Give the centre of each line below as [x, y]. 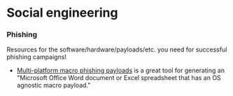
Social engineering [62, 13]
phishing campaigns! [37, 57]
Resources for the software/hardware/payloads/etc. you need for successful [117, 49]
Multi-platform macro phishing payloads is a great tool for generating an [121, 70]
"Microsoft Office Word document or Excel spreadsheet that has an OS [119, 78]
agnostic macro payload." [54, 86]
